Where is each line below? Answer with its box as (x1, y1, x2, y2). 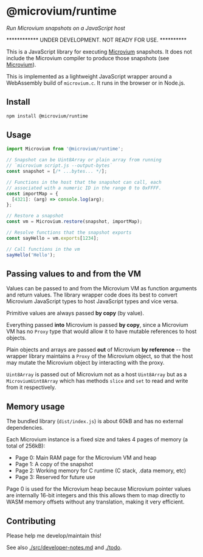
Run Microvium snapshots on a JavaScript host (6, 24, 126, 32)
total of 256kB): (6, 443, 46, 450)
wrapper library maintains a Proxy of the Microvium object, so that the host (6, 352, 193, 360)
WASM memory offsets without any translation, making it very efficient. (6, 498, 185, 506)
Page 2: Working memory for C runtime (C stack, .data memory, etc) (15, 467, 187, 474)
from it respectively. (6, 384, 57, 391)
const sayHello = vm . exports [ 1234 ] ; (6, 235, 99, 241)
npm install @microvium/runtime (6, 113, 88, 119)
